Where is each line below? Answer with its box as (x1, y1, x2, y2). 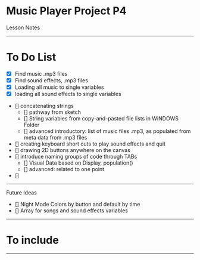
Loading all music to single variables (14, 83, 104, 91)
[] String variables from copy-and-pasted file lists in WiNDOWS (23, 115, 179, 122)
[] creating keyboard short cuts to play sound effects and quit (14, 140, 165, 147)
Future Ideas (6, 189, 37, 196)
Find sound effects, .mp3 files (14, 76, 88, 84)
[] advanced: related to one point (23, 166, 105, 173)
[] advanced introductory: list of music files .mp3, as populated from (23, 128, 191, 135)
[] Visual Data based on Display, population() (23, 159, 133, 166)
